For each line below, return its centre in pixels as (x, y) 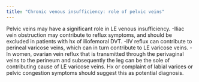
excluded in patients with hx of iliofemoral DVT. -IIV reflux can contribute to (99, 41)
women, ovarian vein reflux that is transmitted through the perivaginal (98, 53)
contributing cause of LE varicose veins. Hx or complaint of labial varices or (100, 67)
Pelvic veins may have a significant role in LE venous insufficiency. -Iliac (95, 29)
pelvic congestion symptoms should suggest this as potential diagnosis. (95, 72)
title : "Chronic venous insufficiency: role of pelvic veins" (85, 12)
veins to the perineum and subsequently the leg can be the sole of (88, 60)
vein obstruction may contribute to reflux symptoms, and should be (89, 35)
